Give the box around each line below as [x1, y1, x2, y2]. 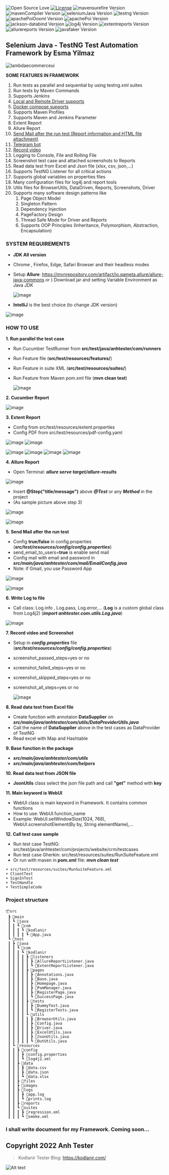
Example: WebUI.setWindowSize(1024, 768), [13, 816, 106, 822]
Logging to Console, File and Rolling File [13, 152, 97, 158]
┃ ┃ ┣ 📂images [8, 1083, 38, 1088]
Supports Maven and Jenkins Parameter [13, 114, 97, 120]
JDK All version [13, 252, 46, 258]
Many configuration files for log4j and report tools [13, 179, 117, 185]
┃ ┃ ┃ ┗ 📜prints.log [8, 1096, 51, 1101]
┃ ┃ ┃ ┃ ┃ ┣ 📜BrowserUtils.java [8, 1016, 76, 1021]
